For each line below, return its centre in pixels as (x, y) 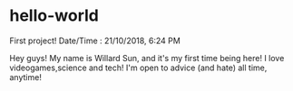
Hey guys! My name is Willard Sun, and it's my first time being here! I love (147, 58)
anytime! (26, 77)
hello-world (54, 16)
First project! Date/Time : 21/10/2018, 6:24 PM (95, 41)
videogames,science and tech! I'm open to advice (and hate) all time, (138, 68)
